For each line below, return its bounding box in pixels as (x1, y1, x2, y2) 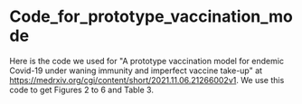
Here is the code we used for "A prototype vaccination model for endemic (9, 55, 285, 66)
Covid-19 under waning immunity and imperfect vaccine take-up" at (9, 65, 263, 76)
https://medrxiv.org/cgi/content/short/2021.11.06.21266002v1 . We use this (9, 74, 285, 85)
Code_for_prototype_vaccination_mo (9, 6, 294, 27)
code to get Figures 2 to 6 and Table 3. (9, 84, 154, 95)
